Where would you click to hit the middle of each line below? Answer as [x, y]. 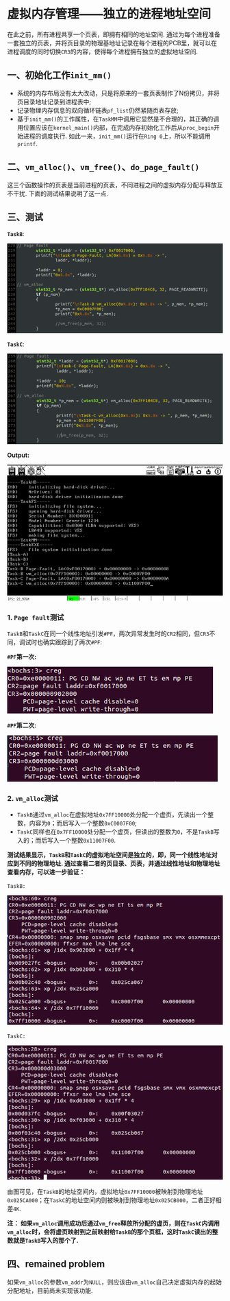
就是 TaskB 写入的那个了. [46, 1240]
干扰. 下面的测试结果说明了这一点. [61, 194]
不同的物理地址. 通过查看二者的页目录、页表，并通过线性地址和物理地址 [119, 864]
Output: [18, 455]
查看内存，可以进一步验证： [46, 872]
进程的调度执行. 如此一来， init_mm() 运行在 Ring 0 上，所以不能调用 [117, 136]
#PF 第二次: [22, 725]
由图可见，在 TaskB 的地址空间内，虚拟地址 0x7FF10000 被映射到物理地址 [105, 1191]
